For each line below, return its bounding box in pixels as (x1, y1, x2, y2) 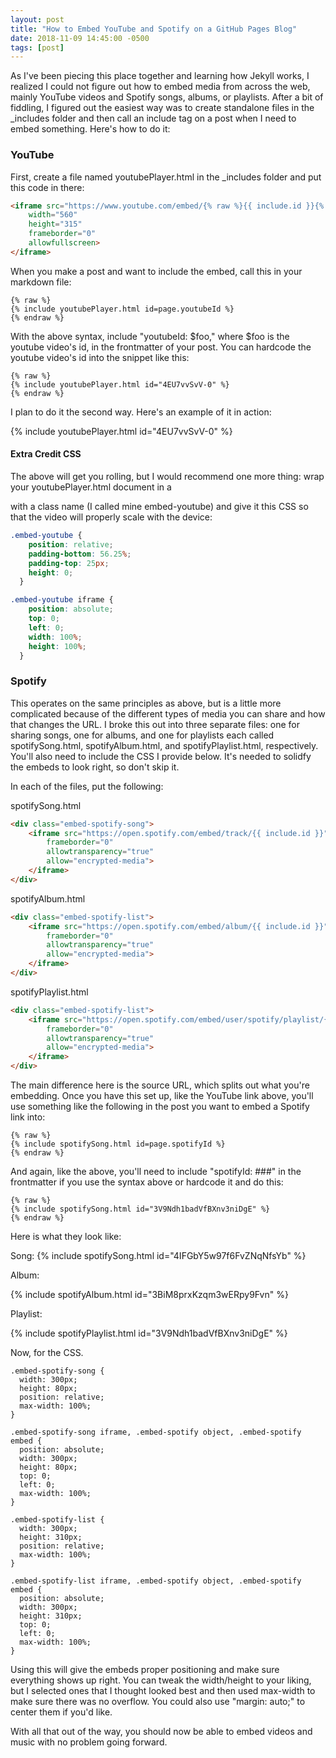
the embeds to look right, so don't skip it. (10, 761, 180, 773)
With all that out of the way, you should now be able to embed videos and (10, 1726, 313, 1738)
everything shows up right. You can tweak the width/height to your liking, (10, 1674, 312, 1686)
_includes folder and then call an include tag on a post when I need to (10, 112, 297, 125)
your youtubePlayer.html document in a (10, 481, 172, 493)
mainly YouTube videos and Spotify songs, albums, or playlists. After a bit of (10, 91, 324, 103)
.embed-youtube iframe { (10, 595, 114, 605)
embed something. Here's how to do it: (10, 123, 171, 135)
